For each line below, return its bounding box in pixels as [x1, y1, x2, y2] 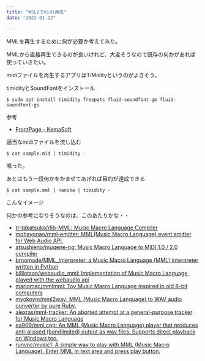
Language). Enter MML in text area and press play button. [15, 347, 161, 355]
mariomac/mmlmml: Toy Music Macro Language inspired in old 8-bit [15, 282, 188, 289]
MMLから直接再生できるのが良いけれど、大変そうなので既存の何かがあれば [6, 50, 196, 58]
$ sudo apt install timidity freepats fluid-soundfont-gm [6, 96, 157, 103]
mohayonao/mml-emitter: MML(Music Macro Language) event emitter [15, 230, 192, 237]
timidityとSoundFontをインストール [6, 84, 95, 92]
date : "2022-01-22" [6, 15, 56, 21]
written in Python [15, 262, 59, 270]
